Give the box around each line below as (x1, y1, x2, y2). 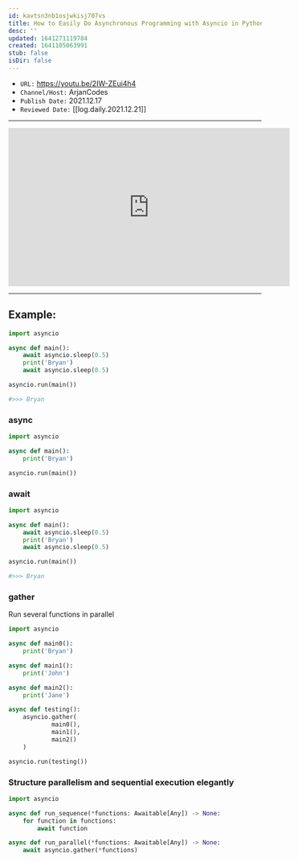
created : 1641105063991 (8, 42, 88, 50)
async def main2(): (8, 683, 74, 692)
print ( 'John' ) (22, 669, 70, 677)
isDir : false (8, 57, 52, 65)
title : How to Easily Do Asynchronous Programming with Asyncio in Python (8, 19, 264, 27)
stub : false (8, 49, 48, 57)
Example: (8, 308, 56, 322)
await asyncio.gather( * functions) (22, 846, 138, 855)
